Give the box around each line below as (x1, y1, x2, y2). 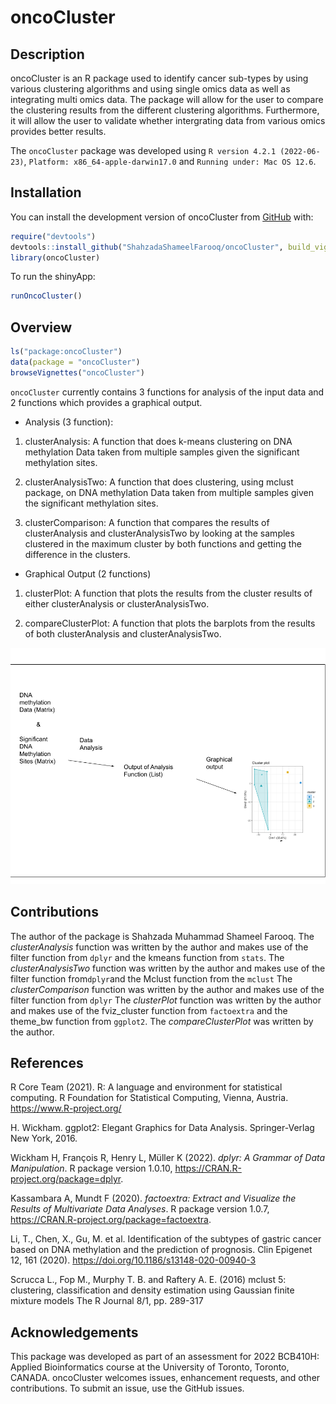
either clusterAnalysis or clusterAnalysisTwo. (24, 597, 210, 610)
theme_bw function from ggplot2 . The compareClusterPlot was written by (10, 1015, 314, 1027)
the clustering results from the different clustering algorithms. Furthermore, (10, 104, 320, 116)
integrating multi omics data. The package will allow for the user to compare (10, 94, 324, 105)
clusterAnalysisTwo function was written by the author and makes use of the (10, 962, 326, 974)
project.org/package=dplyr (10, 1173, 122, 1185)
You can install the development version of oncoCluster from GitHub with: (10, 211, 314, 223)
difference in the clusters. (24, 548, 131, 560)
